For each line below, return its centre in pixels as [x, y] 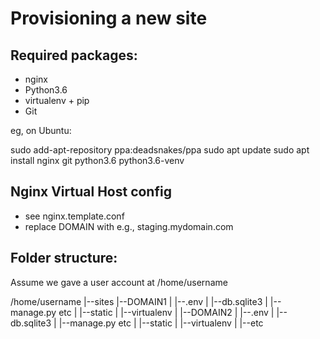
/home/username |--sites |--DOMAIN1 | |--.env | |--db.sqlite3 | [139, 301]
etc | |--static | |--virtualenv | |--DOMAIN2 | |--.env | [166, 312]
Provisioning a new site [109, 18]
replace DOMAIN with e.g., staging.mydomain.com [129, 226]
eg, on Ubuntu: [41, 130]
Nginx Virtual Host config [91, 192]
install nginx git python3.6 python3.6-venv [97, 160]
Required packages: [74, 55]
